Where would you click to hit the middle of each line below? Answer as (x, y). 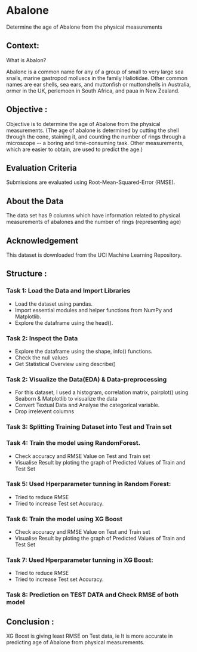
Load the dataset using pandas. (54, 304)
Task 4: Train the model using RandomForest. (73, 443)
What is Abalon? (26, 60)
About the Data (35, 201)
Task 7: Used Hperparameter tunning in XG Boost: (80, 560)
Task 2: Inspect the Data (42, 338)
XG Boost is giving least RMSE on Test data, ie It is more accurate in (90, 636)
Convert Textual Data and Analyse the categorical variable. (87, 405)
